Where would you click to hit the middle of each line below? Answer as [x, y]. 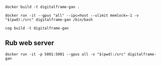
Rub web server [30, 43]
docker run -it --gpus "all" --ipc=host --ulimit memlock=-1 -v [72, 16]
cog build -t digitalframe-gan [37, 28]
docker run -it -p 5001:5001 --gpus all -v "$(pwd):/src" [65, 54]
